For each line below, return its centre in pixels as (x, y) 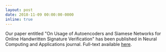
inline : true (19, 19)
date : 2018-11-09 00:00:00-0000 (39, 15)
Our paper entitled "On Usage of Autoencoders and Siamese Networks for (83, 34)
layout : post (19, 10)
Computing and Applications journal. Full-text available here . (69, 44)
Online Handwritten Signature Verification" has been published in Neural (81, 39)
